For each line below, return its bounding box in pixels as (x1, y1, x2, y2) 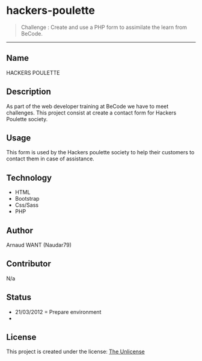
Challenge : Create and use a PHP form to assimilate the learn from (20, 24, 188, 31)
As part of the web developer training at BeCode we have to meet (6, 102, 169, 110)
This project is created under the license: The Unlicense (6, 348, 145, 356)
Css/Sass (14, 201, 39, 209)
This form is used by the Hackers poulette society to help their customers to (6, 149, 195, 156)
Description (6, 87, 51, 97)
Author (6, 225, 33, 236)
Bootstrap (14, 195, 40, 202)
